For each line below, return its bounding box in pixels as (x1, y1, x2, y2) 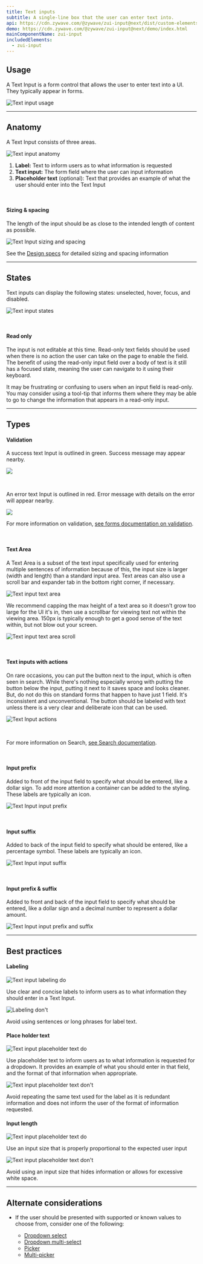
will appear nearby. (6, 497, 54, 504)
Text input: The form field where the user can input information (14, 168, 173, 175)
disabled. (6, 295, 29, 303)
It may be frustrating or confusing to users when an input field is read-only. (6, 383, 193, 390)
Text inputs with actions (6, 658, 68, 666)
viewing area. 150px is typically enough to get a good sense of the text (6, 614, 182, 622)
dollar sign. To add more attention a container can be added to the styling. (6, 784, 191, 791)
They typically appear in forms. (6, 87, 84, 94)
